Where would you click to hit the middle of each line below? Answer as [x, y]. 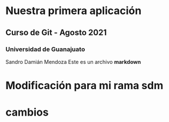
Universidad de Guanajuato [45, 49]
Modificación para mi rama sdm [84, 86]
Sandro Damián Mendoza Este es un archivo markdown [73, 62]
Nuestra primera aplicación [74, 11]
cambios [27, 112]
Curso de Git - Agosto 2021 [56, 33]
